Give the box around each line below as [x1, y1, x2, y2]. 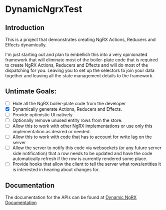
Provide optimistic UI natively [12, 111, 73, 118]
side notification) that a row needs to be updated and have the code [12, 151, 152, 157]
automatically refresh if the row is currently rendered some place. [12, 156, 147, 162]
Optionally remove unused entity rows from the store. [12, 117, 122, 123]
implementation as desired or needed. [12, 129, 91, 135]
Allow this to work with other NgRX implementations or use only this [12, 123, 152, 129]
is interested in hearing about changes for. [12, 167, 100, 173]
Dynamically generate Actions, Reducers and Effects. [12, 106, 122, 112]
